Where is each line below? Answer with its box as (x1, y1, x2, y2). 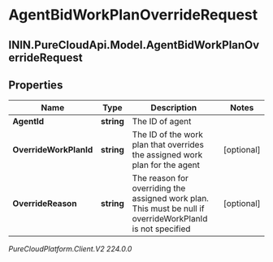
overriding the (132, 183, 186, 194)
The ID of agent (132, 116, 192, 127)
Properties (8, 78, 63, 92)
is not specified (132, 223, 191, 234)
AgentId (12, 116, 45, 127)
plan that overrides (132, 140, 205, 151)
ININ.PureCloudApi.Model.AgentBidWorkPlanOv (8, 38, 260, 52)
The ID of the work (132, 129, 203, 140)
